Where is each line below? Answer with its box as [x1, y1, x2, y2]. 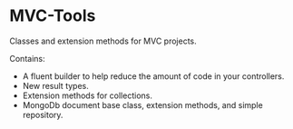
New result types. [22, 80, 89, 91]
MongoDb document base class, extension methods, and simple [22, 99, 263, 110]
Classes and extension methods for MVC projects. [9, 35, 197, 46]
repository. [22, 109, 63, 120]
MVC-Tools [9, 5, 96, 26]
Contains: [9, 53, 45, 64]
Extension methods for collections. [22, 90, 152, 101]
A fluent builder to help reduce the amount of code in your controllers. [22, 70, 285, 82]
